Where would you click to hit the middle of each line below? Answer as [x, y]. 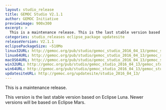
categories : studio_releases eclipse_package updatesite [65, 37]
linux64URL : [17, 55]
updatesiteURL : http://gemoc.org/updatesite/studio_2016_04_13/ [73, 74]
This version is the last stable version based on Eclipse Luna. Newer [74, 97]
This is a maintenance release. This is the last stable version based [85, 32]
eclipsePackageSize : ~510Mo [34, 46]
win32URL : [15, 64]
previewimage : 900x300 [28, 23]
